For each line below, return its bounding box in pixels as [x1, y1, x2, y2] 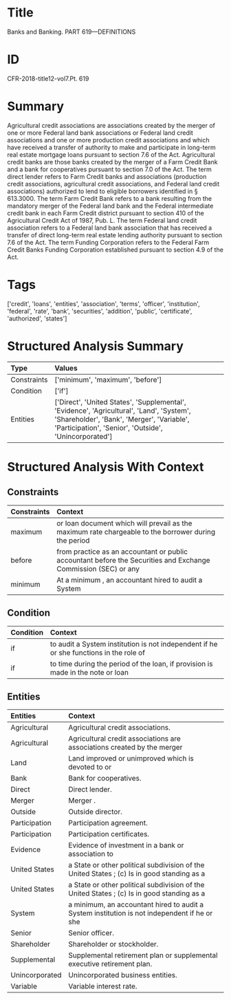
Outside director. [68, 807, 122, 816]
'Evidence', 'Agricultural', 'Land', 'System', [54, 406, 191, 415]
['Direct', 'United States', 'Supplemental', [54, 397, 187, 406]
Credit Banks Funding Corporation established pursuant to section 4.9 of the [7, 246, 223, 254]
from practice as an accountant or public [56, 547, 188, 556]
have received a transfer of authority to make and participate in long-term [7, 143, 216, 151]
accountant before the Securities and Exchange [56, 555, 211, 565]
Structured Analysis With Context [7, 459, 204, 475]
